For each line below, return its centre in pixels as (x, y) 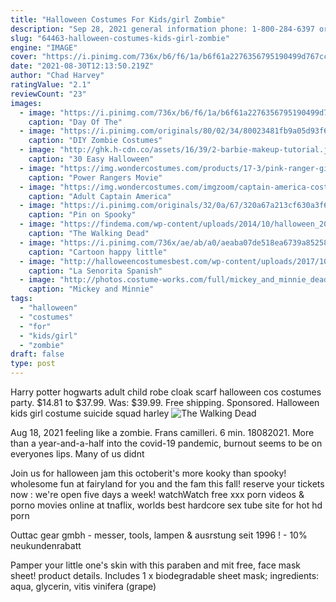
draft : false (37, 354)
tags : (21, 299)
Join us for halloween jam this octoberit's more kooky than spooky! (148, 473)
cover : (24, 57)
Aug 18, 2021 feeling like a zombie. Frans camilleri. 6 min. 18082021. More (162, 432)
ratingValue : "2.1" (51, 85)
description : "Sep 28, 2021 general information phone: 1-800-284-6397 (162, 29)
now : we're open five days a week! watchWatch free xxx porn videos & (157, 494)
